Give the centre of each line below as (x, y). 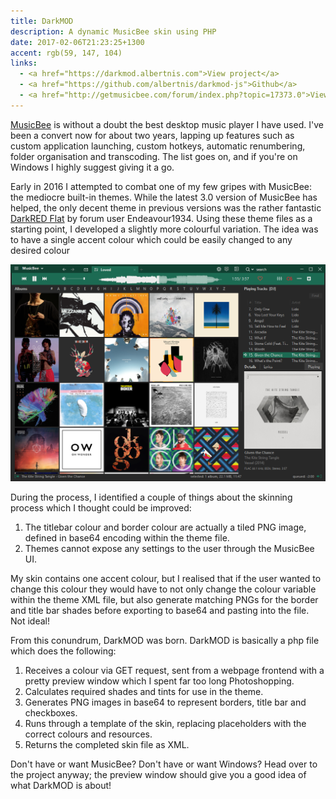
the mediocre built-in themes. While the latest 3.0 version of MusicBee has (164, 197)
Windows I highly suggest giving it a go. (92, 167)
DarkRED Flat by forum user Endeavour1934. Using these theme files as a (161, 218)
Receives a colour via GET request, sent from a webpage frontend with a (174, 670)
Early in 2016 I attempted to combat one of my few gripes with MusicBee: (161, 186)
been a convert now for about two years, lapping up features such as (152, 135)
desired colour (40, 250)
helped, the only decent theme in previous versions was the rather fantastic (166, 207)
